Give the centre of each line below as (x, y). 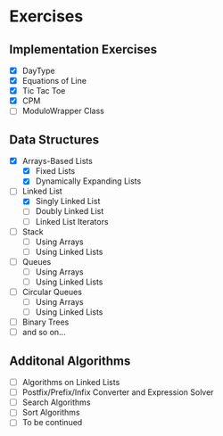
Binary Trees (45, 322)
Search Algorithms (56, 402)
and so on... (44, 333)
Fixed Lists (55, 171)
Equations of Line (54, 81)
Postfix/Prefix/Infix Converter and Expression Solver (118, 392)
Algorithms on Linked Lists (71, 383)
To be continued (52, 423)
